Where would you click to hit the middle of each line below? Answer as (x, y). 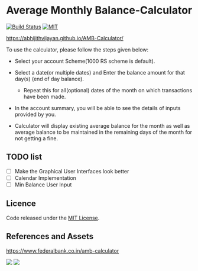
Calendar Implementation (46, 178)
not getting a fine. (36, 138)
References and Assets (50, 236)
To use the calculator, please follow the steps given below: (77, 49)
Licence (21, 204)
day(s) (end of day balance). (49, 79)
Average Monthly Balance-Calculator (99, 10)
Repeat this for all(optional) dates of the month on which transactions (108, 90)
